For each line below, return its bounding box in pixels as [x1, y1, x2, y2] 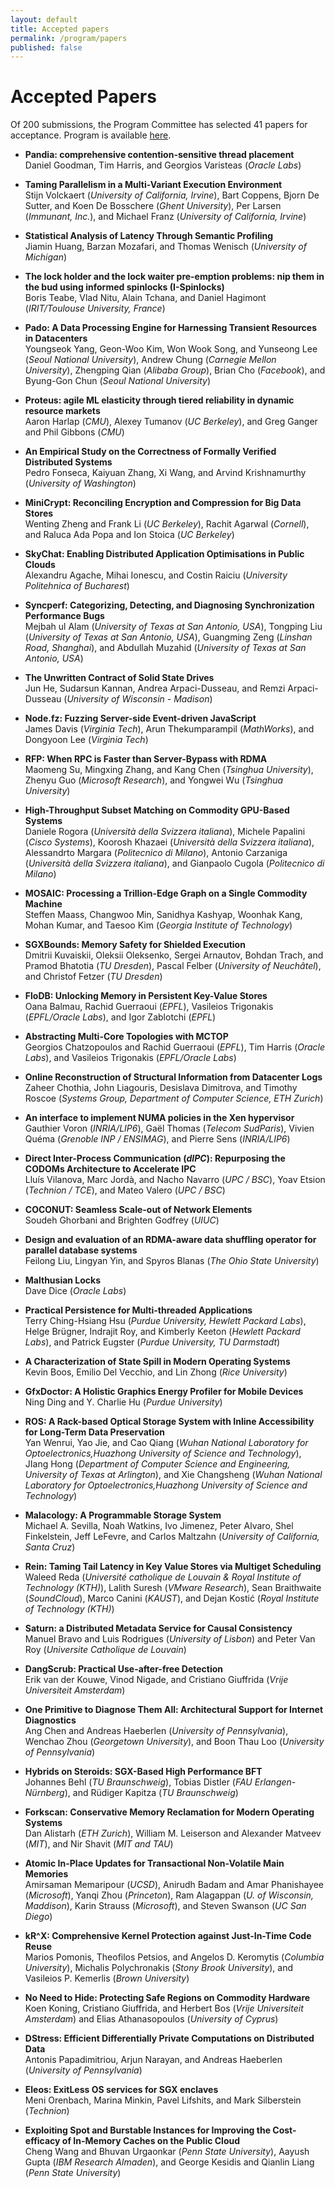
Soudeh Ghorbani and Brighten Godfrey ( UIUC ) [24, 1214, 220, 1226]
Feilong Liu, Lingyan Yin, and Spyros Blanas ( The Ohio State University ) [24, 1255, 320, 1267]
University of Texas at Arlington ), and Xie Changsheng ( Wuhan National [24, 1469, 323, 1481]
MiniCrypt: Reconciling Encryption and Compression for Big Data [24, 497, 302, 509]
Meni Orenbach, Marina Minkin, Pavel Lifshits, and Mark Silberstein [24, 2094, 302, 2106]
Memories [24, 1868, 69, 1880]
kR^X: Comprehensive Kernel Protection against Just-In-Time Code [24, 1930, 312, 1942]
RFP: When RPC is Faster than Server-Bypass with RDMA [24, 753, 268, 765]
